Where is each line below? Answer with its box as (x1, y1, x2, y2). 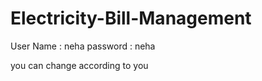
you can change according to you (10, 59, 149, 71)
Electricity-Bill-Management (10, 7, 252, 30)
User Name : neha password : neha (10, 40, 156, 52)
